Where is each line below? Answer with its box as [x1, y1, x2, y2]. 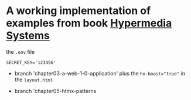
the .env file [6, 48, 35, 55]
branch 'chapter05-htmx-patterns [14, 87, 97, 94]
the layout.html [14, 76, 53, 83]
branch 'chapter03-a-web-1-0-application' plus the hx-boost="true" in [14, 70, 186, 77]
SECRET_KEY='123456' [6, 60, 57, 65]
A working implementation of [6, 4, 151, 18]
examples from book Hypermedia [6, 16, 172, 30]
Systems [6, 29, 50, 42]
